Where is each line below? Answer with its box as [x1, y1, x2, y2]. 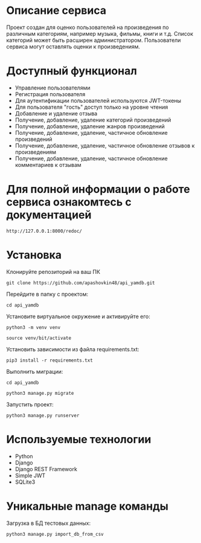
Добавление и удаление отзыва [14, 109, 98, 117]
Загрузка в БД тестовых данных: [6, 519, 91, 527]
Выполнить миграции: [6, 368, 63, 375]
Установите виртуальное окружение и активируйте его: [6, 313, 151, 320]
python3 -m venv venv [6, 324, 61, 330]
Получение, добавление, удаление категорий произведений [14, 116, 171, 123]
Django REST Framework [14, 465, 77, 472]
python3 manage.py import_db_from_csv [6, 531, 104, 537]
